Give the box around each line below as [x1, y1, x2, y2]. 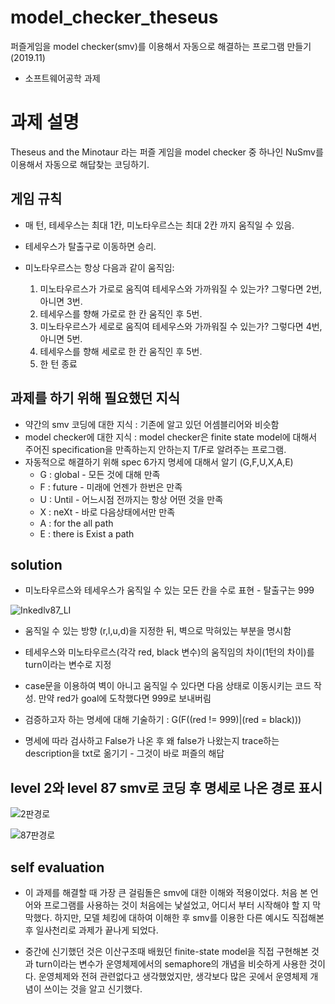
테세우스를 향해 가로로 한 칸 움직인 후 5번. [39, 307, 203, 320]
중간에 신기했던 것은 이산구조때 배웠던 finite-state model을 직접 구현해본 [24, 945, 309, 957]
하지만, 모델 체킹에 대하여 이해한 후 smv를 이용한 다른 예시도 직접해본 [54, 911, 325, 923]
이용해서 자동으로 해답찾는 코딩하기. [10, 158, 150, 170]
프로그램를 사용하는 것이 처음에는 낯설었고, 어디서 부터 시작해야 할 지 [43, 899, 311, 911]
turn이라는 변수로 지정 [24, 659, 112, 671]
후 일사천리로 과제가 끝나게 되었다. [24, 924, 159, 936]
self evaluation [10, 859, 105, 876]
